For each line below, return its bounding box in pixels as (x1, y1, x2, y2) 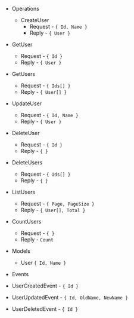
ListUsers (11, 188, 36, 195)
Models (11, 247, 31, 255)
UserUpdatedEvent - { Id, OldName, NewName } (11, 294, 128, 301)
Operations (11, 5, 40, 12)
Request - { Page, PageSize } (20, 200, 95, 207)
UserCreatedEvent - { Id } (11, 282, 79, 289)
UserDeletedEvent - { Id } (11, 305, 79, 313)
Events (11, 271, 29, 277)
